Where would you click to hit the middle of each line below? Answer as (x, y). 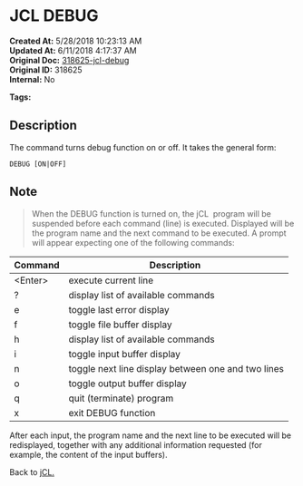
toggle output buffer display (128, 384)
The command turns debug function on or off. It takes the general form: (143, 147)
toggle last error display (119, 309)
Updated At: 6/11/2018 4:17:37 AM (73, 50)
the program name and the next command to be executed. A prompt (159, 233)
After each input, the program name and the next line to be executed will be (151, 435)
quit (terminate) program (121, 398)
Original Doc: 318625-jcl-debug (69, 60)
